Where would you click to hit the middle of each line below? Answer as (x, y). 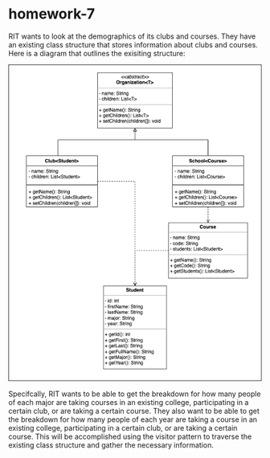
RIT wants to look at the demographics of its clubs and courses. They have (132, 36)
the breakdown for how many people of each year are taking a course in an (133, 419)
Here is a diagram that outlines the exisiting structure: (97, 53)
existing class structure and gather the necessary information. (111, 445)
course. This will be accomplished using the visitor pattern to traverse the (130, 436)
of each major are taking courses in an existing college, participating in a (129, 402)
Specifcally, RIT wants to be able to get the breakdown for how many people (135, 394)
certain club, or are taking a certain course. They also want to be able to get (134, 411)
